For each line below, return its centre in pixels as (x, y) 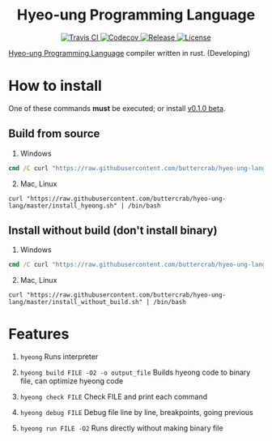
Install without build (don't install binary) (113, 230)
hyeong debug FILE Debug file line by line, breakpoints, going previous (136, 413)
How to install (55, 86)
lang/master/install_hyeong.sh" (63, 206)
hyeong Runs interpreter (59, 357)
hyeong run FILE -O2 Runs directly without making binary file (122, 428)
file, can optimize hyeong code (72, 381)
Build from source (54, 134)
